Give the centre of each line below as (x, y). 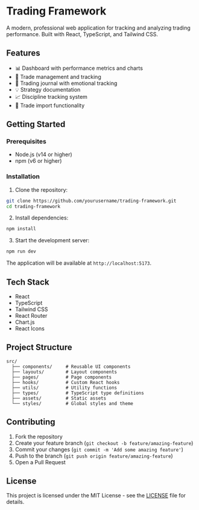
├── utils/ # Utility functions (65, 388)
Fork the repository (39, 436)
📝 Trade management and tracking (58, 77)
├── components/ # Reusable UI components (71, 367)
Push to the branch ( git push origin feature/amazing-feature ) (94, 456)
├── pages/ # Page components (62, 377)
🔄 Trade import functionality (50, 105)
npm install (21, 229)
